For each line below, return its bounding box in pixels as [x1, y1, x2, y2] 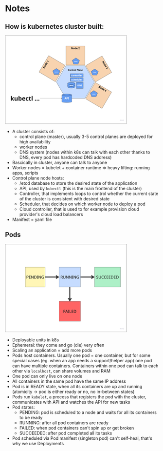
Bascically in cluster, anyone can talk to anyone [12, 159, 108, 166]
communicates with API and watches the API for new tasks [12, 399, 130, 405]
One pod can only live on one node [12, 373, 83, 379]
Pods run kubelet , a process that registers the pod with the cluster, [12, 393, 146, 400]
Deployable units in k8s [12, 337, 59, 343]
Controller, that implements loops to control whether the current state [19, 191, 159, 196]
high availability [19, 139, 51, 145]
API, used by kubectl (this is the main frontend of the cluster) [19, 186, 142, 192]
